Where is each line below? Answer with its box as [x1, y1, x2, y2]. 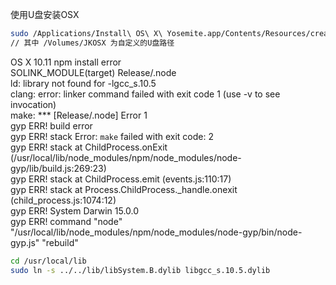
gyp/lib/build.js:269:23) [10, 162, 107, 174]
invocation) [10, 98, 57, 110]
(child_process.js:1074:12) [10, 194, 117, 206]
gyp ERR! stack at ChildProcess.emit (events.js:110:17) [10, 173, 232, 185]
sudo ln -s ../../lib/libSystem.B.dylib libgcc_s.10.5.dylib [10, 265, 271, 275]
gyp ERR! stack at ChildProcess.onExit [10, 141, 168, 153]
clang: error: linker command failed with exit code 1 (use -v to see [10, 88, 281, 100]
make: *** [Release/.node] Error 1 [10, 109, 148, 121]
